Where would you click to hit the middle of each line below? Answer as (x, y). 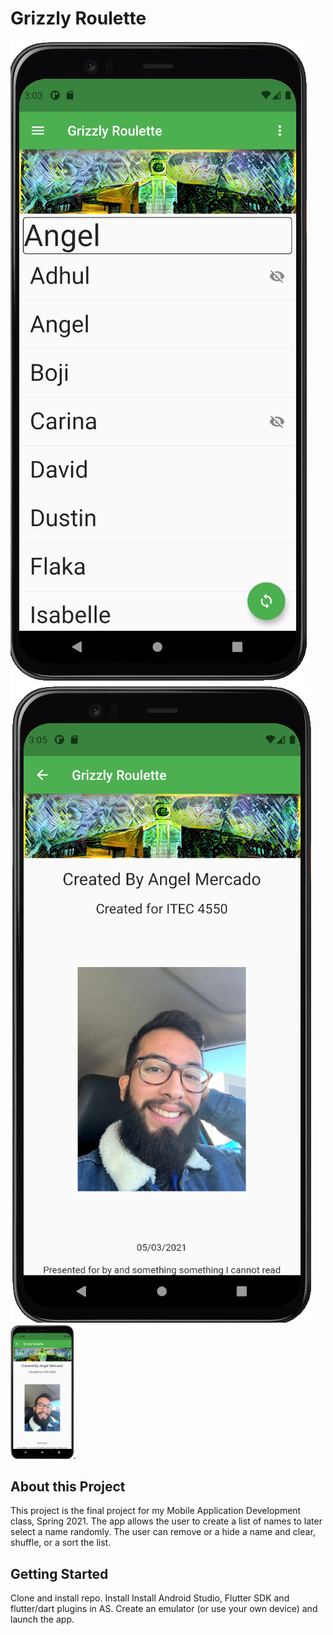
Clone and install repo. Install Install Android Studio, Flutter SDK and (150, 1598)
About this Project (68, 1486)
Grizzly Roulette (78, 18)
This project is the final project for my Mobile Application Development (156, 1511)
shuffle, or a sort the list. (61, 1543)
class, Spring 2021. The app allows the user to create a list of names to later (166, 1521)
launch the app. (42, 1619)
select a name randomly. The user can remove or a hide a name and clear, (163, 1532)
